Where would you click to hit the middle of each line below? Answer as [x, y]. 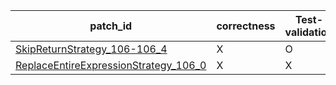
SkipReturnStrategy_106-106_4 [91, 49]
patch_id [111, 26]
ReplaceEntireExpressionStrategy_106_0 [111, 65]
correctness [246, 26]
